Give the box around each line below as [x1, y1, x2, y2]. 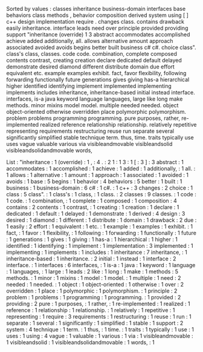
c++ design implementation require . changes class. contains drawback [6, 18, 184, 25]
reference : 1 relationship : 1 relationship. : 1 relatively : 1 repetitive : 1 [6, 307, 175, 314]
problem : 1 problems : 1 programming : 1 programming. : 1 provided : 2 [6, 294, 181, 301]
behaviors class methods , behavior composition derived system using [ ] [6, 12, 189, 19]
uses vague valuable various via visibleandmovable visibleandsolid [6, 141, 173, 147]
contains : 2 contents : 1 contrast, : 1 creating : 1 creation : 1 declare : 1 [6, 204, 179, 211]
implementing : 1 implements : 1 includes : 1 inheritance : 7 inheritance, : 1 [6, 248, 187, 256]
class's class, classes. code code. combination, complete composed [6, 50, 177, 57]
